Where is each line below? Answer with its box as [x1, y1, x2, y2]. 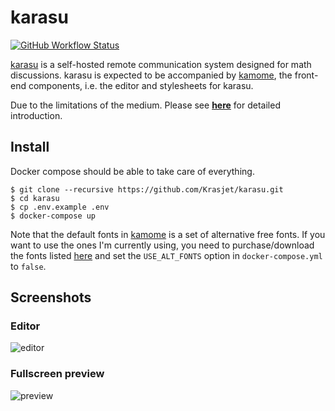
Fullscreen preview [10, 367, 105, 381]
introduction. [10, 109, 63, 121]
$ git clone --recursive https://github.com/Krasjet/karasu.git [10, 184, 284, 195]
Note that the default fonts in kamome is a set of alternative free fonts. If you [10, 228, 326, 240]
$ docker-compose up [10, 211, 97, 221]
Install [10, 139, 50, 156]
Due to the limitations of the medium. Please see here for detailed [10, 99, 281, 111]
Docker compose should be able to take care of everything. [10, 165, 255, 177]
